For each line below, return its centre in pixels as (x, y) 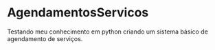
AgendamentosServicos (78, 13)
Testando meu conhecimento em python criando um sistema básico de (107, 32)
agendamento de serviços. (45, 38)
